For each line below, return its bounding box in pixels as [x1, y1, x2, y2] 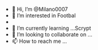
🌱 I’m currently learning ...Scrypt [11, 24, 91, 32]
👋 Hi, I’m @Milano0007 [11, 6, 68, 12]
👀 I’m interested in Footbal [11, 12, 76, 19]
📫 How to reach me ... [11, 37, 67, 45]
